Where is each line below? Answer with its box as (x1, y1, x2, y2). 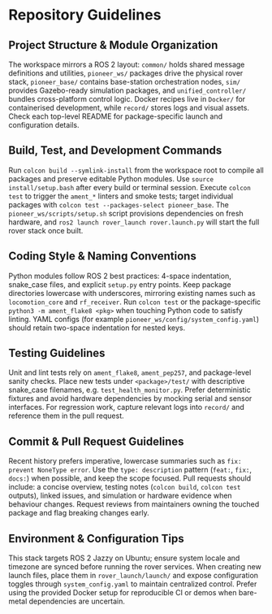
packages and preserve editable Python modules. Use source (8, 173, 214, 184)
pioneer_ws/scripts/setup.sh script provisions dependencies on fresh (8, 208, 244, 218)
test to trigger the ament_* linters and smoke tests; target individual (8, 191, 234, 201)
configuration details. (8, 120, 80, 129)
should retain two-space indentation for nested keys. (8, 323, 186, 333)
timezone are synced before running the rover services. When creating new (8, 562, 261, 572)
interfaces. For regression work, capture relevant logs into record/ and (8, 403, 245, 412)
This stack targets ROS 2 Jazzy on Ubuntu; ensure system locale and (8, 553, 240, 563)
